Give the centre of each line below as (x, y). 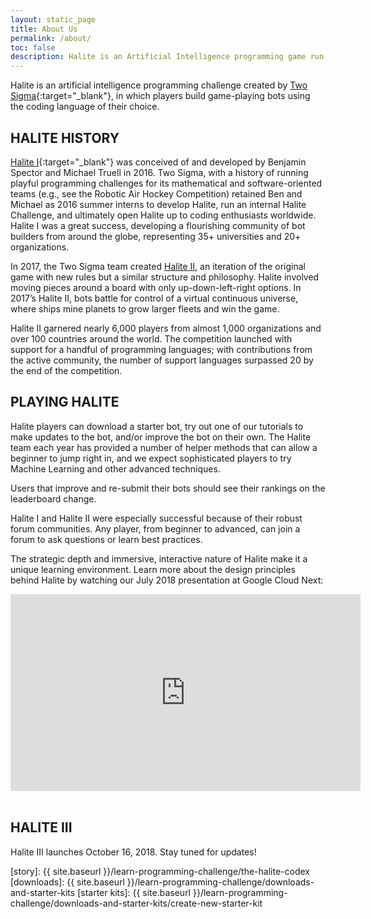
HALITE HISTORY (65, 137)
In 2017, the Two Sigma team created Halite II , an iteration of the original (158, 266)
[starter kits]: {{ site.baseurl (134, 892)
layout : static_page (53, 19)
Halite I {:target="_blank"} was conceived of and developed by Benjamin (158, 162)
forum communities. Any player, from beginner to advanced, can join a (155, 528)
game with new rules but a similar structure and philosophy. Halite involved (165, 277)
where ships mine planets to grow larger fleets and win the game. (145, 308)
